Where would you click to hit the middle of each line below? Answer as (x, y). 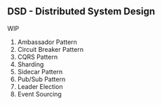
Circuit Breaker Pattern (50, 49)
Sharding (31, 64)
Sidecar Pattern (40, 71)
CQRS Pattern (38, 57)
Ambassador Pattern (47, 42)
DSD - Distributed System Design (81, 12)
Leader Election (40, 86)
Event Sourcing (39, 94)
